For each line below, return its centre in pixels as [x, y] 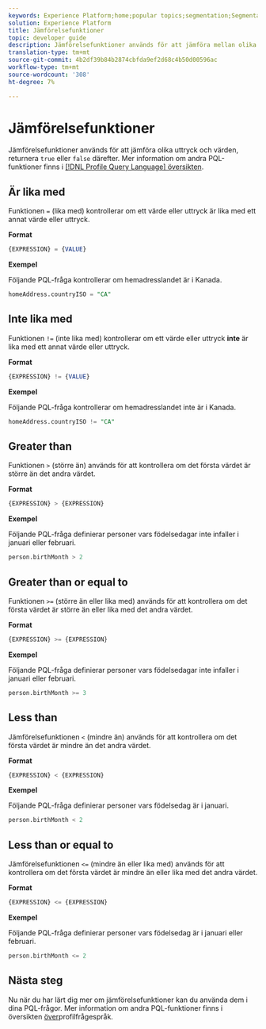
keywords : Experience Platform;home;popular [83, 15]
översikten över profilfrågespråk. [61, 1016]
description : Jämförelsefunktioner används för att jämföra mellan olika [133, 45]
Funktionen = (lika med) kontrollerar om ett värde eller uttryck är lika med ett [132, 211]
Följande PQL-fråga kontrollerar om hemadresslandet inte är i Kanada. [122, 407]
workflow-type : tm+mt [44, 67]
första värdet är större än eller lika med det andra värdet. [101, 609]
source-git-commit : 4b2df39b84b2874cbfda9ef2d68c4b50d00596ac [113, 60]
